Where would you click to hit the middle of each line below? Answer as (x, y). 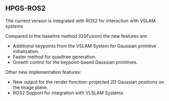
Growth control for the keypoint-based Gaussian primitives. (75, 62)
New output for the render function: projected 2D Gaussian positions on (88, 82)
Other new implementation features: (43, 72)
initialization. (26, 51)
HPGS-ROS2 (26, 8)
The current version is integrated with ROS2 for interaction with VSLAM (81, 20)
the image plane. (30, 87)
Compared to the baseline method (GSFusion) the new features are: (77, 36)
